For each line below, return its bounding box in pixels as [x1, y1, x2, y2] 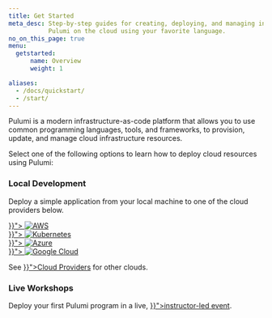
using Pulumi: [8, 158, 54, 167]
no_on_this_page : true [8, 34, 85, 43]
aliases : [8, 78, 38, 87]
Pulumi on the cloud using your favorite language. [48, 27, 227, 35]
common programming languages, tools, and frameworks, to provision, [8, 125, 245, 134]
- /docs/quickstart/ [15, 87, 85, 95]
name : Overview [29, 57, 82, 66]
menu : [8, 42, 27, 50]
